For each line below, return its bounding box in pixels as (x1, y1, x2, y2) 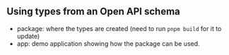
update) (16, 32, 40, 40)
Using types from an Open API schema (6, 6, 181, 18)
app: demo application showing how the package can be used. (16, 39, 200, 48)
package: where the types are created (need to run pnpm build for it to (16, 24, 222, 32)
